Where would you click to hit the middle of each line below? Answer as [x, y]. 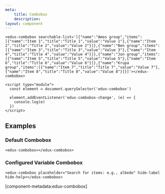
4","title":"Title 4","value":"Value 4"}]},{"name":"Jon [65, 54]
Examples [21, 126]
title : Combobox [31, 14]
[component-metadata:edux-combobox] [46, 187]
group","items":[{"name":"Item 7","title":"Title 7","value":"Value [77, 67]
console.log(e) [30, 102]
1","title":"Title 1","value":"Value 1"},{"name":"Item [97, 42]
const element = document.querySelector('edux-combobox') [71, 89]
